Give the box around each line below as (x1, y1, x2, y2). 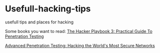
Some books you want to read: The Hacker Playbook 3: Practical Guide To (5, 28, 153, 34)
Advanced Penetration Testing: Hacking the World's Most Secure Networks (5, 42, 155, 48)
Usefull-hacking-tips (5, 3, 91, 14)
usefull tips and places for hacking (5, 19, 74, 25)
